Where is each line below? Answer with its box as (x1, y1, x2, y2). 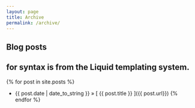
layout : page (6, 8, 39, 15)
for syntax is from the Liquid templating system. (6, 62, 190, 72)
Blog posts (6, 42, 47, 52)
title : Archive (6, 14, 44, 20)
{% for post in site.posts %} (6, 78, 75, 85)
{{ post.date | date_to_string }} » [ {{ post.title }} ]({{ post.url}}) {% (14, 90, 178, 97)
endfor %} (14, 96, 41, 103)
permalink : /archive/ (6, 20, 61, 26)
